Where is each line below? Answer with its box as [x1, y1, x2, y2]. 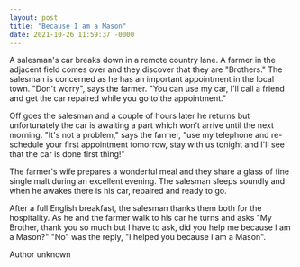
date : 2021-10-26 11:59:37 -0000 [9, 30, 135, 39]
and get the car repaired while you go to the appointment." [9, 93, 227, 104]
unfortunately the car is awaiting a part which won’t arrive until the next [9, 120, 275, 131]
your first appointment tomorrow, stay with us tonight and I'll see [45, 139, 286, 150]
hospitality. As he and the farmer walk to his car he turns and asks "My [9, 213, 272, 224]
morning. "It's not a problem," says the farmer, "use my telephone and [9, 130, 269, 141]
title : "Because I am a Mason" [9, 22, 127, 31]
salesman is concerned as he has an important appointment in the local [9, 74, 275, 85]
